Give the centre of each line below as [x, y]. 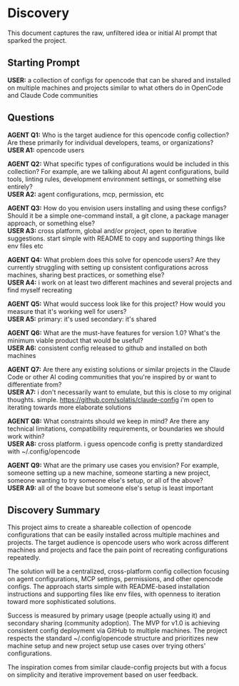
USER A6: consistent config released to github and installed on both [107, 348]
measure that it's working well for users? [67, 311]
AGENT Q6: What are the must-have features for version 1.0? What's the [114, 332]
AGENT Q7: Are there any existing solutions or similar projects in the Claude [119, 369]
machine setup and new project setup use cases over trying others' [107, 646]
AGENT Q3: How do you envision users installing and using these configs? [117, 208]
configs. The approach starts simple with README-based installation [109, 587]
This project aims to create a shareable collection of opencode [100, 527]
